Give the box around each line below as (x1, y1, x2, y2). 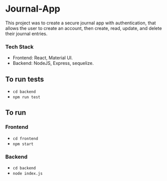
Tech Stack (5, 43, 34, 50)
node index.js (12, 171, 43, 176)
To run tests (5, 75, 44, 84)
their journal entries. (5, 30, 48, 37)
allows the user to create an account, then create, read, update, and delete (5, 25, 162, 31)
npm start (12, 141, 34, 147)
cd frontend (12, 136, 38, 141)
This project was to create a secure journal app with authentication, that (5, 20, 156, 26)
